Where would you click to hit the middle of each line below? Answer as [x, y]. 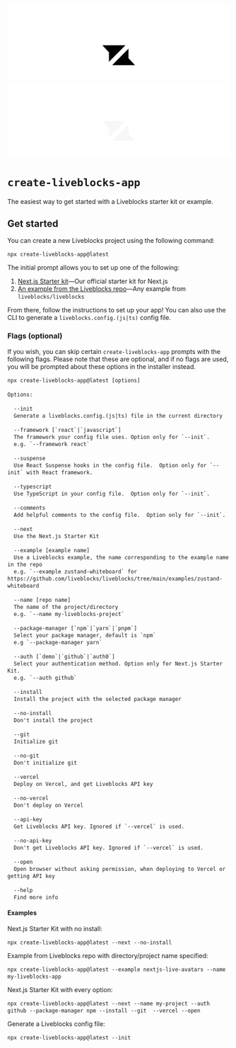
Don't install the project [53, 720]
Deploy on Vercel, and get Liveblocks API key [83, 784]
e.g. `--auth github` [46, 678]
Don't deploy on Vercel [48, 805]
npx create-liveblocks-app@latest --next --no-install [90, 942]
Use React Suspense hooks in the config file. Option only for [110, 465]
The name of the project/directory [66, 607]
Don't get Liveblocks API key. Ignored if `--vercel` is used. [108, 848]
